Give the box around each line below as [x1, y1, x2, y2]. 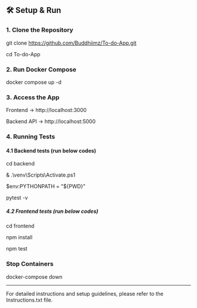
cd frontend [6, 222, 35, 229]
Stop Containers [6, 260, 54, 268]
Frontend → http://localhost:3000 [6, 107, 87, 114]
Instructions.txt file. [6, 296, 53, 303]
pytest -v [6, 194, 28, 201]
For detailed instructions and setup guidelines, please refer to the [6, 290, 164, 297]
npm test [6, 245, 28, 252]
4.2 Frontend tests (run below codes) [6, 208, 98, 215]
